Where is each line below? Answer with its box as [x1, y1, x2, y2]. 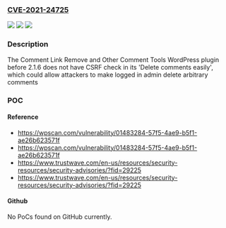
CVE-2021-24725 [7, 5, 69, 15]
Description [7, 39, 49, 49]
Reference [7, 113, 39, 121]
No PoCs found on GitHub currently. [7, 213, 112, 221]
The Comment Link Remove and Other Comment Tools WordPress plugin [7, 55, 220, 64]
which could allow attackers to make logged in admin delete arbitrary [7, 70, 208, 79]
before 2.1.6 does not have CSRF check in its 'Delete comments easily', [7, 63, 213, 71]
